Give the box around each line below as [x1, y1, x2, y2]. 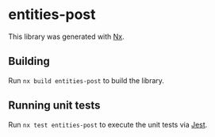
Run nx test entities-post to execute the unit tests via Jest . [8, 120, 208, 129]
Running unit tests [8, 99, 101, 112]
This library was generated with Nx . [8, 32, 125, 41]
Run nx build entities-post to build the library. [8, 75, 165, 85]
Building [8, 55, 50, 68]
